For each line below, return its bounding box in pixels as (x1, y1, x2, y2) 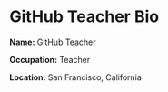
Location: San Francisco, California (9, 71, 143, 83)
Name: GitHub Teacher (9, 36, 96, 47)
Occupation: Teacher (9, 54, 91, 65)
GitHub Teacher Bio (9, 6, 160, 27)
